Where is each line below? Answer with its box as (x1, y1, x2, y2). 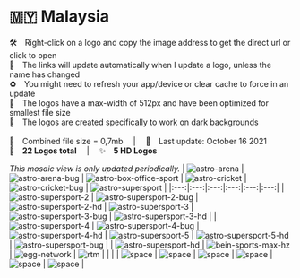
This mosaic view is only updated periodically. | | (9, 163, 244, 174)
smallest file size (9, 107, 71, 117)
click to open (9, 49, 57, 60)
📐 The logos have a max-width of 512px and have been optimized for (9, 97, 269, 109)
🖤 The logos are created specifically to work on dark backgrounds (9, 117, 259, 127)
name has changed (9, 69, 81, 80)
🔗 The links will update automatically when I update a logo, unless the (9, 59, 271, 70)
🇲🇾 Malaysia (9, 6, 110, 27)
